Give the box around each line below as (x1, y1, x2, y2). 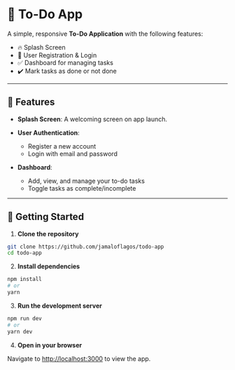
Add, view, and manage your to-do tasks (27, 177, 145, 185)
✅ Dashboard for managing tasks (17, 58, 114, 67)
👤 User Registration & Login (17, 50, 97, 59)
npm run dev (7, 315, 42, 322)
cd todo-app (7, 249, 42, 256)
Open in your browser (17, 341, 83, 349)
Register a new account (27, 142, 97, 150)
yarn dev (7, 328, 33, 335)
